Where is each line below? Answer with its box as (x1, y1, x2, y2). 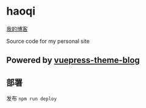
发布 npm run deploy (6, 95, 57, 102)
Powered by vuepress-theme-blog (6, 55, 140, 65)
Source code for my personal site (6, 37, 90, 45)
